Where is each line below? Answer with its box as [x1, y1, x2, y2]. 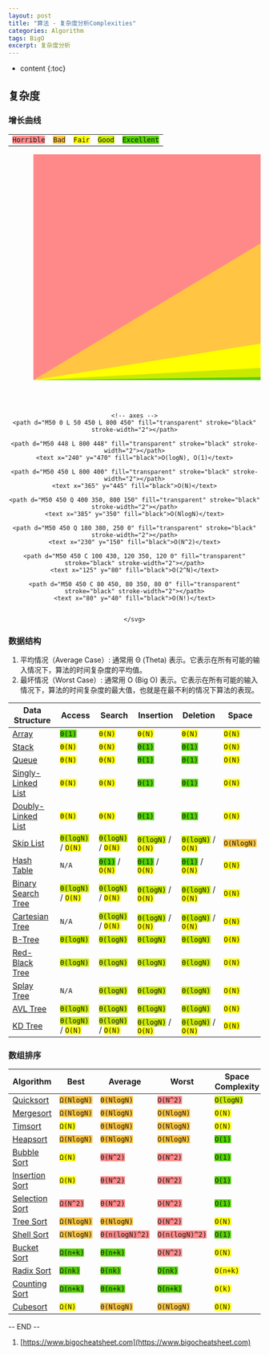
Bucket [12, 1242, 39, 1253]
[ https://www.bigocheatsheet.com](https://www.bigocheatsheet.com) [19, 1337, 251, 1347]
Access [61, 710, 90, 721]
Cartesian [12, 911, 50, 922]
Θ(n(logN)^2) [99, 1230, 150, 1239]
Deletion [182, 710, 215, 721]
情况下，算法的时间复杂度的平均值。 [26, 665, 147, 675]
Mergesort [12, 1108, 52, 1119]
